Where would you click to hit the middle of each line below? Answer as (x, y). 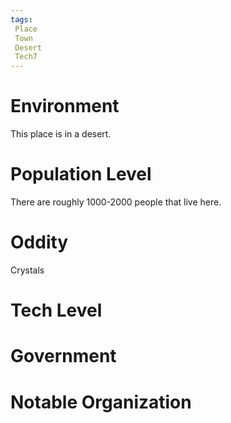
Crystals (27, 270)
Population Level (81, 174)
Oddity (39, 242)
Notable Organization (101, 402)
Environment (65, 106)
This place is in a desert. (61, 134)
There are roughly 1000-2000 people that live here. (116, 202)
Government (63, 356)
